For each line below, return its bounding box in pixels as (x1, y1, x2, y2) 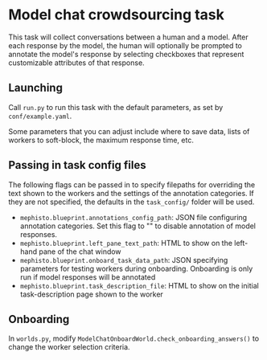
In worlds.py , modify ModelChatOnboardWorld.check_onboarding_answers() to (8, 333, 260, 343)
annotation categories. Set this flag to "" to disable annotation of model (19, 221, 256, 231)
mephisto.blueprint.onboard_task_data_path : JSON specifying (19, 255, 228, 264)
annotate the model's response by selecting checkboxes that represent (8, 49, 244, 59)
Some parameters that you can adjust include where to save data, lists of (8, 126, 250, 136)
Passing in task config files (8, 158, 146, 172)
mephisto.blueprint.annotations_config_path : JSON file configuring (19, 212, 248, 222)
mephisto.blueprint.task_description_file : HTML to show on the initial (19, 280, 259, 290)
